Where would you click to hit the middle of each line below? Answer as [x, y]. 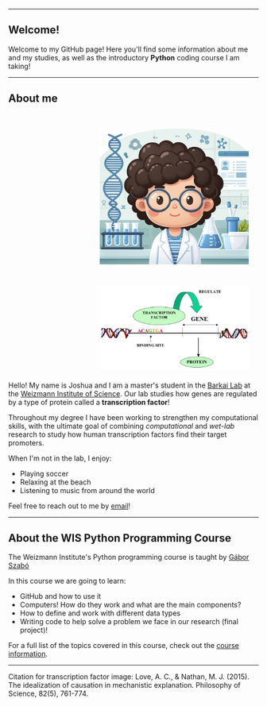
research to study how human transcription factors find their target [118, 434]
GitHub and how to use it [60, 596]
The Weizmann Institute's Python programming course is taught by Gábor [129, 557]
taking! [19, 66]
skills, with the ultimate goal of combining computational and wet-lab [122, 426]
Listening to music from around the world [87, 490]
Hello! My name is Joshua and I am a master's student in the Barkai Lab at [130, 385]
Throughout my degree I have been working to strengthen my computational [133, 417]
